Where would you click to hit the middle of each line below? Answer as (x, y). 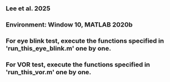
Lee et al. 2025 (28, 8)
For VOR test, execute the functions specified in (78, 65)
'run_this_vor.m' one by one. (49, 72)
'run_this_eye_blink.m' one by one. (58, 48)
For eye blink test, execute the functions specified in (85, 40)
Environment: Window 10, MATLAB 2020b (69, 24)
